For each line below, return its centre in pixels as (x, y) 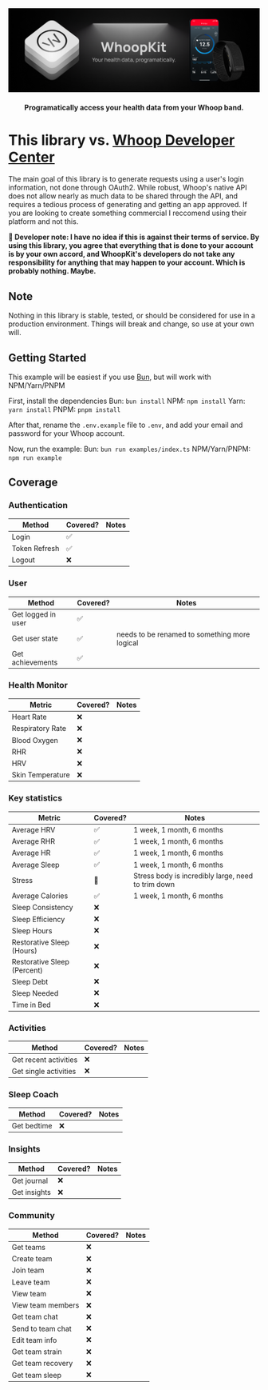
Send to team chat (41, 1328)
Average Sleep (35, 865)
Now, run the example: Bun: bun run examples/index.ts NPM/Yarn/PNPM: (130, 449)
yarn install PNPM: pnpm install (65, 409)
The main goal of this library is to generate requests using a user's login (126, 179)
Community (32, 1216)
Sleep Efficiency (38, 919)
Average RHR (33, 841)
